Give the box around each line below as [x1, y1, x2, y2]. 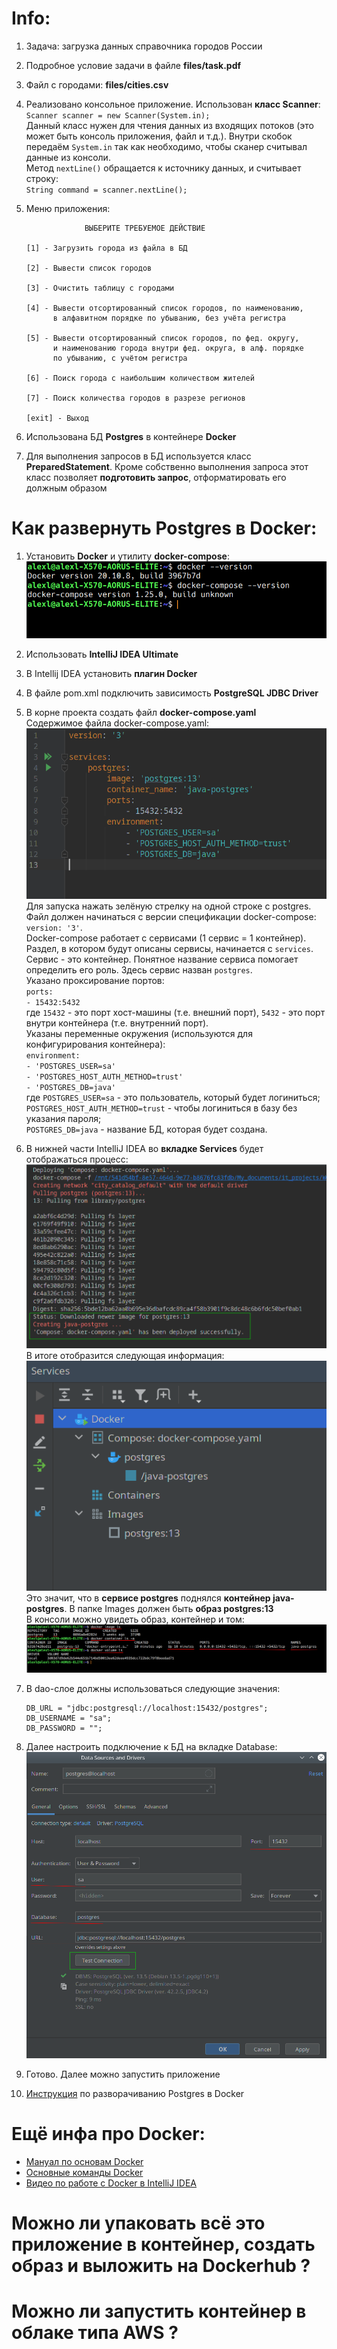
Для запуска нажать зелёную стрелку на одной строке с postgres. [25, 900, 312, 912]
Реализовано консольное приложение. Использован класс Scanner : [25, 98, 321, 110]
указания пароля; [25, 1112, 102, 1124]
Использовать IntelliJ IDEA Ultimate [25, 648, 179, 661]
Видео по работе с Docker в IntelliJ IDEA [25, 2177, 198, 2189]
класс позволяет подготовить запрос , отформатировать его [25, 471, 287, 483]
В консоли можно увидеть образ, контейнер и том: [25, 1613, 245, 1625]
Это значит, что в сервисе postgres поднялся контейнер [25, 1592, 271, 1604]
